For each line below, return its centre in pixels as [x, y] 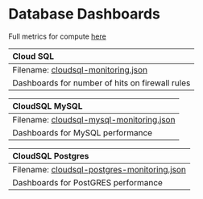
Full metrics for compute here [57, 36]
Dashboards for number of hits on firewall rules [101, 83]
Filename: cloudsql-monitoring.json [80, 69]
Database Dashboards [85, 14]
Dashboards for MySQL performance [83, 132]
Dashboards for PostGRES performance [88, 182]
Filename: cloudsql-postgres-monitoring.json [99, 169]
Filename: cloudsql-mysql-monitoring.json [94, 119]
